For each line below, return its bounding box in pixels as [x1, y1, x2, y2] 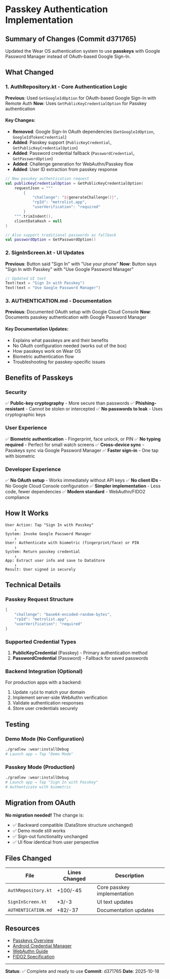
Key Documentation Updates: [5, 326, 69, 332]
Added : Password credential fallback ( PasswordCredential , [12, 150, 135, 156]
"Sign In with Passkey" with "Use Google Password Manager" [5, 266, 134, 272]
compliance [5, 494, 30, 500]
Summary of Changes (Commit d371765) [5, 35, 137, 43]
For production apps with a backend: [5, 679, 82, 686]
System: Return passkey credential [5, 549, 80, 554]
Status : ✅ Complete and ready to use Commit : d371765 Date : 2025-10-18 [5, 968, 159, 974]
